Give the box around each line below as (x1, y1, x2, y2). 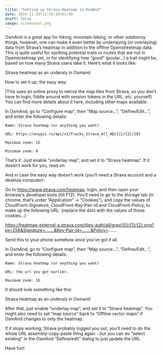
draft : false (5, 16, 32, 21)
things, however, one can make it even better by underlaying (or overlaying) (5, 40, 157, 45)
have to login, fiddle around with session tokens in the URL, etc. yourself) (5, 94, 152, 100)
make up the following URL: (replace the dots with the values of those (5, 207, 145, 213)
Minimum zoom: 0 (5, 149, 38, 154)
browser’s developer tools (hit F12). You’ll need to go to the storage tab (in (5, 192, 154, 198)
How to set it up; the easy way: (5, 79, 67, 85)
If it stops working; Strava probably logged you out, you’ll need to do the (5, 326, 151, 332)
